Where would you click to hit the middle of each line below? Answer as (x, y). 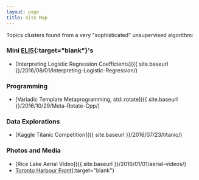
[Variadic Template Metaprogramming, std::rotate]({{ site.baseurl (96, 99)
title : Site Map (27, 18)
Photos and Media (33, 151)
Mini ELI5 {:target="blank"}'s (50, 50)
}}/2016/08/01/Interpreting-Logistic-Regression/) (76, 70)
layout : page (23, 12)
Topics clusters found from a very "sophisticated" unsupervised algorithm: (100, 35)
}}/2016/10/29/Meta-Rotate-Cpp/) (58, 106)
